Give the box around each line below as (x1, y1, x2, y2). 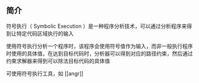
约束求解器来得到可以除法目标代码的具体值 (6, 57, 110, 64)
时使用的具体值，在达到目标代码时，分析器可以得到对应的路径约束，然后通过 (6, 50, 193, 57)
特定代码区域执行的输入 (16, 30, 74, 37)
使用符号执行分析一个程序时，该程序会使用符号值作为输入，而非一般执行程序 (6, 42, 193, 49)
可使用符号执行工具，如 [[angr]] (6, 70, 84, 77)
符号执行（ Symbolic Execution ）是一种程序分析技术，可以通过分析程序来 (6, 23, 187, 30)
